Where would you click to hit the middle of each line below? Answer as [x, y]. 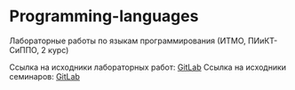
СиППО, [24, 49]
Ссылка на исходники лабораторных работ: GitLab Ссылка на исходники [148, 67]
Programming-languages [104, 16]
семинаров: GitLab [44, 76]
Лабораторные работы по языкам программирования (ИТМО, [128, 41]
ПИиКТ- [263, 41]
